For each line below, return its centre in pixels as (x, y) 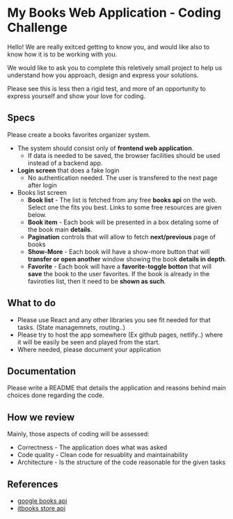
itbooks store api (41, 508)
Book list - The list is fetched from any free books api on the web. (122, 200)
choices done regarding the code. (56, 395)
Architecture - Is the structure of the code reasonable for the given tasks (121, 462)
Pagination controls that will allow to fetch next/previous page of (122, 237)
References (33, 484)
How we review (41, 417)
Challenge (38, 27)
